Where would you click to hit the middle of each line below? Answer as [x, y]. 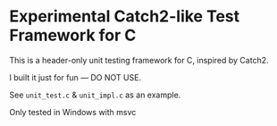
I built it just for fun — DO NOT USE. [75, 77]
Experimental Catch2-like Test [125, 17]
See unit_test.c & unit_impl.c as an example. [95, 95]
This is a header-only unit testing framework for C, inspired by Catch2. [139, 60]
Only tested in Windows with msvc [73, 112]
